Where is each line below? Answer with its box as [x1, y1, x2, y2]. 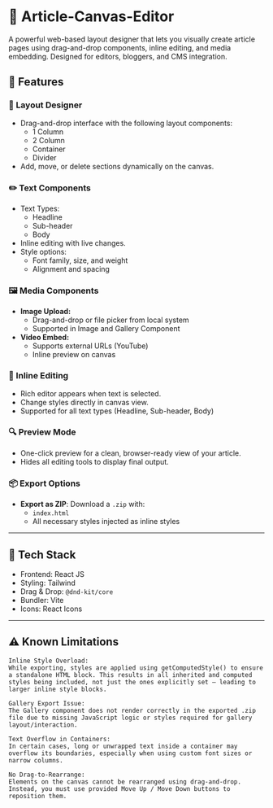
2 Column [32, 135, 65, 145]
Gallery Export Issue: [8, 699, 85, 707]
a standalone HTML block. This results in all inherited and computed [8, 670, 253, 679]
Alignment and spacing [32, 264, 110, 273]
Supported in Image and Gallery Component [32, 324, 180, 334]
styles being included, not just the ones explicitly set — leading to [8, 678, 256, 686]
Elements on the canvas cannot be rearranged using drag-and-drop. [8, 777, 242, 786]
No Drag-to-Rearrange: [8, 771, 85, 779]
